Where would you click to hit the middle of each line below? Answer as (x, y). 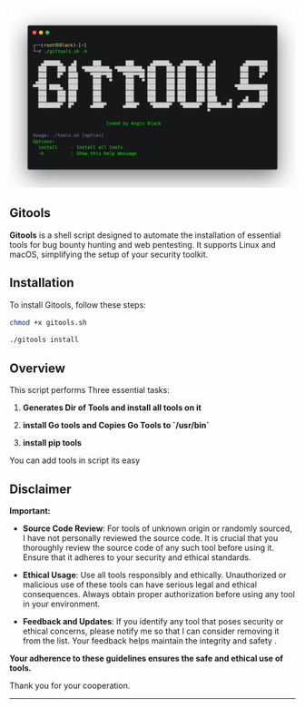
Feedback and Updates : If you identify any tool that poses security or (153, 621)
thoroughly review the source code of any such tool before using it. (148, 547)
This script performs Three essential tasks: (89, 390)
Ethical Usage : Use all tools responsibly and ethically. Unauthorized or (154, 575)
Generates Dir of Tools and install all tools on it (112, 408)
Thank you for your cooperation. (70, 685)
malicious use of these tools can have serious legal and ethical (139, 585)
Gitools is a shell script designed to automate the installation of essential (145, 235)
